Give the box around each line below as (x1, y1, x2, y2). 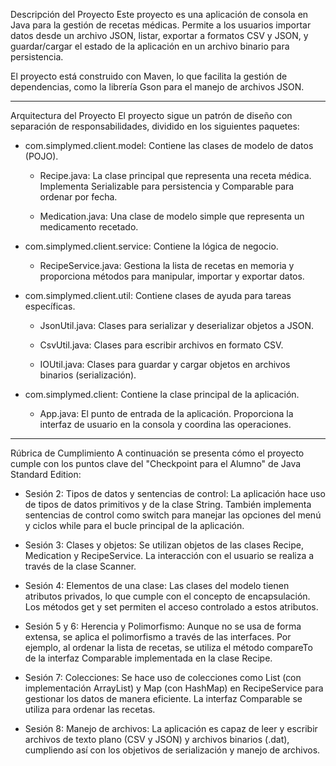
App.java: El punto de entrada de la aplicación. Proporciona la (39, 408, 294, 419)
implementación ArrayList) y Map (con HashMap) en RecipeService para (24, 682, 324, 694)
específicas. (24, 300, 76, 312)
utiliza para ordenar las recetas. (24, 704, 156, 715)
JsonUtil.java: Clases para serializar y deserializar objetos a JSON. (39, 320, 314, 331)
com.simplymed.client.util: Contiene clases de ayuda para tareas (24, 290, 292, 301)
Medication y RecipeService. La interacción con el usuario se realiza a (24, 550, 315, 561)
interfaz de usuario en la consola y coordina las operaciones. (39, 419, 292, 430)
